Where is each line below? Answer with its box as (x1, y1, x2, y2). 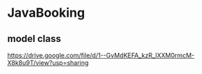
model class (7, 33, 62, 45)
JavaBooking (7, 5, 86, 21)
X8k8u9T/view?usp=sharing (7, 59, 89, 67)
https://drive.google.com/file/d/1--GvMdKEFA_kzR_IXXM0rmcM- (7, 51, 195, 59)
